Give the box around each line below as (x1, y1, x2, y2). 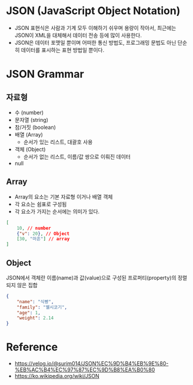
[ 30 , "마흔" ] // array (16, 236, 70, 242)
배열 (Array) (14, 131, 43, 138)
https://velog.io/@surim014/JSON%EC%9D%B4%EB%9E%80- (14, 360, 169, 367)
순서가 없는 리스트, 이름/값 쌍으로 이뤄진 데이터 (23, 153, 131, 160)
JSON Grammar (6, 68, 84, 81)
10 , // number (16, 225, 51, 231)
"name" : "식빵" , (16, 298, 54, 304)
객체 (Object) (14, 145, 46, 152)
